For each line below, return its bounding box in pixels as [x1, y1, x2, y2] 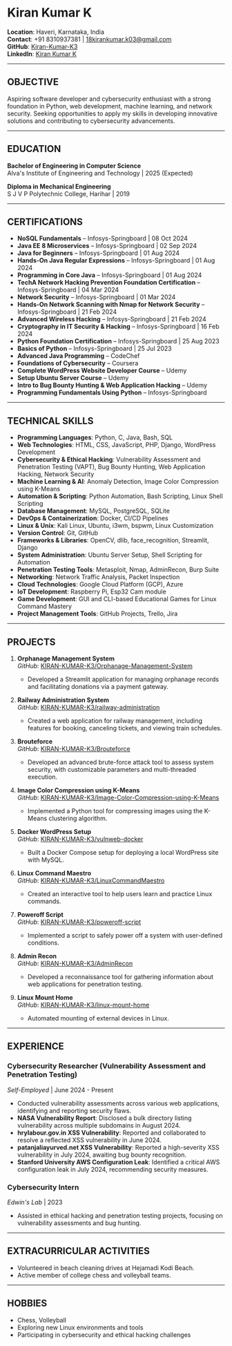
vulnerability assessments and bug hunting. [17, 1218, 142, 1227]
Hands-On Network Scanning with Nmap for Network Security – [17, 301, 205, 309]
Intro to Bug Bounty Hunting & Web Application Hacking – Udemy [17, 381, 208, 390]
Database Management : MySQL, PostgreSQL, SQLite [17, 506, 171, 515]
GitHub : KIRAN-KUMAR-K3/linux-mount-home [17, 1001, 150, 1009]
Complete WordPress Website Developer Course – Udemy [17, 366, 187, 375]
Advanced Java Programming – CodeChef [17, 352, 140, 360]
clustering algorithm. [48, 814, 108, 822]
